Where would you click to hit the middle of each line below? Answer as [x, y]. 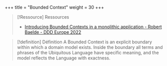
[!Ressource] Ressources [43, 17]
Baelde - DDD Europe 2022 [53, 32]
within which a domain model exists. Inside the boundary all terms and [90, 47]
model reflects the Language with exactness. [64, 58]
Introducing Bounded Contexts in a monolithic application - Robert [93, 27]
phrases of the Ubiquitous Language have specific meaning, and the [88, 53]
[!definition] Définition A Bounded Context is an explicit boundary [85, 42]
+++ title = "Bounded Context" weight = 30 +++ [54, 7]
